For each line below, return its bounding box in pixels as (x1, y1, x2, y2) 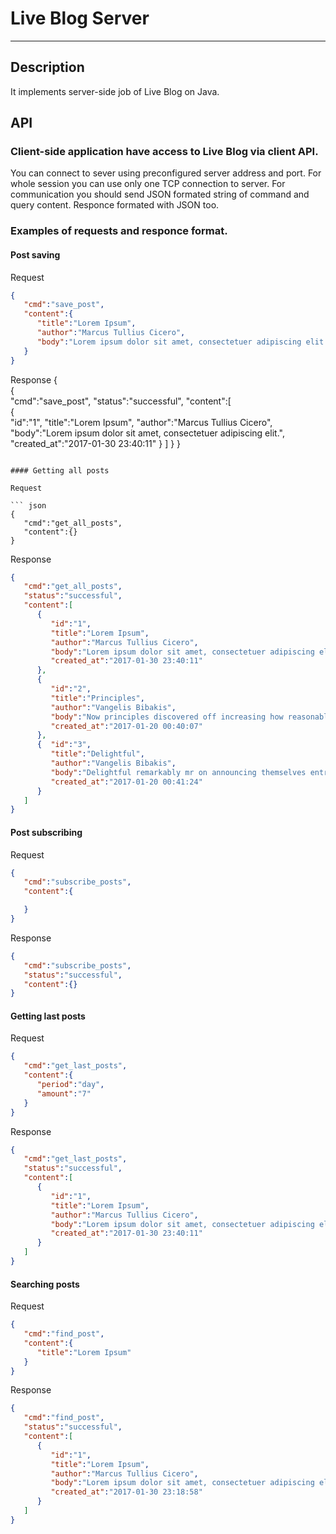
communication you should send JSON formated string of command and (10, 188, 310, 201)
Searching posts (10, 1278, 80, 1290)
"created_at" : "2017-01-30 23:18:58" (50, 1487, 203, 1497)
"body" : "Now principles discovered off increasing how (50, 712, 284, 722)
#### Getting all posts (10, 465, 110, 476)
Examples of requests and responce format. (10, 224, 228, 238)
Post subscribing (10, 826, 83, 838)
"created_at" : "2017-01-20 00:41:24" (50, 777, 203, 787)
